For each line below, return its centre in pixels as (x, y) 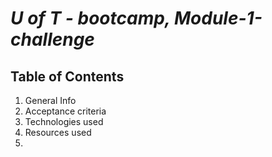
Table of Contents (67, 76)
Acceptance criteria (65, 111)
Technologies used (64, 121)
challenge (52, 39)
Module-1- (218, 18)
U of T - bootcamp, (90, 18)
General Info (50, 100)
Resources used (58, 132)
